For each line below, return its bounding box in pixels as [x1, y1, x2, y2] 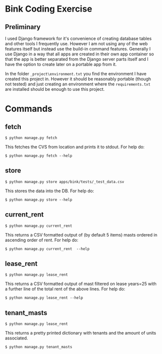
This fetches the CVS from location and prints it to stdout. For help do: [5, 144, 145, 150]
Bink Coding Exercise [5, 3, 92, 15]
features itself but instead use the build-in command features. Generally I [5, 46, 151, 51]
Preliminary [5, 23, 41, 31]
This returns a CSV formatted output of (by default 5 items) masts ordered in [5, 232, 158, 237]
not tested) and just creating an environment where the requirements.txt [5, 81, 151, 87]
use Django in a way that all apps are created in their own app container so [5, 51, 154, 57]
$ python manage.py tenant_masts [5, 345, 73, 350]
